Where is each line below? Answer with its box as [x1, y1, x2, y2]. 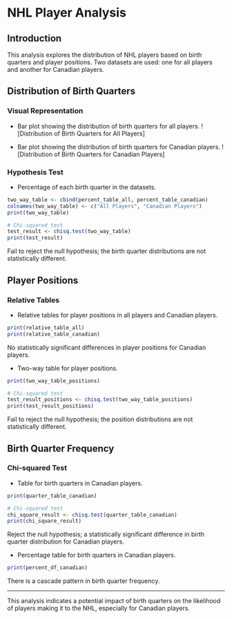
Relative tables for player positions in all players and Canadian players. [17, 311, 218, 319]
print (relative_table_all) [7, 324, 85, 331]
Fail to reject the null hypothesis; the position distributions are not [7, 415, 193, 423]
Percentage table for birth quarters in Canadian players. [17, 551, 176, 560]
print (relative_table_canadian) [7, 331, 100, 338]
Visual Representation [7, 106, 84, 116]
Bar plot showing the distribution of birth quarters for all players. [17, 122, 200, 130]
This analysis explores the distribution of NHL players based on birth [7, 50, 202, 59]
